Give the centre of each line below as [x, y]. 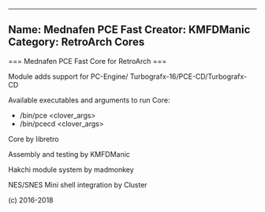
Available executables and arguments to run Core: [89, 100]
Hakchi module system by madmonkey [71, 169]
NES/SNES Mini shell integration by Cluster [78, 184]
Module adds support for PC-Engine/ [68, 76]
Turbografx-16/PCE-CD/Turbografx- [188, 76]
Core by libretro [34, 139]
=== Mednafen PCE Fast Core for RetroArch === [88, 61]
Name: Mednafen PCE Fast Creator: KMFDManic [129, 30]
